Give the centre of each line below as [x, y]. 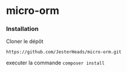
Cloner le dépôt [25, 41]
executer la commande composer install [55, 63]
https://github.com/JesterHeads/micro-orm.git [64, 52]
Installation [23, 29]
